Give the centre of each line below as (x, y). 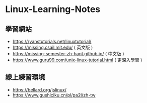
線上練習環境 (25, 77)
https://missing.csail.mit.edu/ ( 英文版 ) (53, 47)
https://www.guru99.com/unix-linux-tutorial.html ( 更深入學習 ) (77, 60)
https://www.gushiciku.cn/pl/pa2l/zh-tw (54, 95)
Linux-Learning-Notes (53, 9)
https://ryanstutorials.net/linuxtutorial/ (52, 41)
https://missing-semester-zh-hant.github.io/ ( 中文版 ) (68, 54)
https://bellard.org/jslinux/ (40, 89)
